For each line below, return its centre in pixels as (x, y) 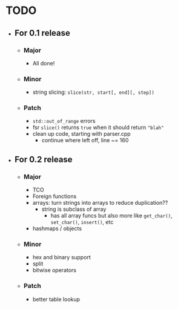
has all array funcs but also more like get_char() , (112, 216)
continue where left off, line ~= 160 (85, 141)
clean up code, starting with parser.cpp (81, 134)
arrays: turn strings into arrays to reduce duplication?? (100, 203)
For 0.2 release (44, 159)
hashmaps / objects (57, 228)
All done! (44, 63)
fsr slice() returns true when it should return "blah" (98, 127)
